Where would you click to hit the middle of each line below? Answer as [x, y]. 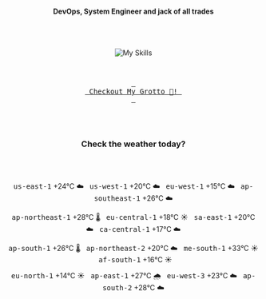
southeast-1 [117, 198]
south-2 [117, 287]
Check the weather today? [133, 144]
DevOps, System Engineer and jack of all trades [133, 11]
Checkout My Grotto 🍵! [133, 92]
